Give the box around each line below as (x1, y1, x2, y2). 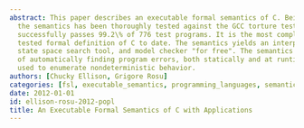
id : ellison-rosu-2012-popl (9, 96, 116, 106)
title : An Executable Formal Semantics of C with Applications (9, 105, 253, 114)
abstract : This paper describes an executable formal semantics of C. (9, 13, 281, 23)
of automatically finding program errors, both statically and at (17, 55, 273, 64)
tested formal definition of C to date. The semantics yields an (17, 38, 270, 48)
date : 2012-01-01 (9, 88, 75, 97)
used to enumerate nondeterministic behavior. (17, 64, 196, 73)
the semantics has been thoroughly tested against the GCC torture (17, 22, 278, 31)
